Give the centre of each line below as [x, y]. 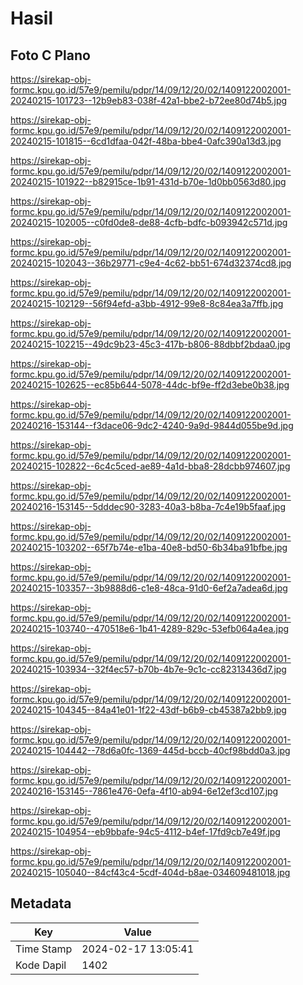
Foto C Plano [50, 55]
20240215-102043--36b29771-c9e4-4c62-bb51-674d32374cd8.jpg [151, 263]
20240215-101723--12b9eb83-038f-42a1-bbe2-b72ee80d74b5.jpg [149, 100]
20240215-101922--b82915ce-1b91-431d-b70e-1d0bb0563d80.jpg [148, 181]
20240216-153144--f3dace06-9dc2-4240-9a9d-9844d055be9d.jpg [152, 425]
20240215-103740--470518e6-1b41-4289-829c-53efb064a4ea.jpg [150, 628]
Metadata [41, 903]
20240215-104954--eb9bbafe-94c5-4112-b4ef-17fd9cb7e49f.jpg [145, 831]
